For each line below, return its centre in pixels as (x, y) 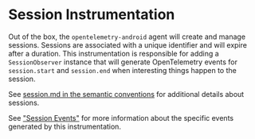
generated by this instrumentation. (65, 126)
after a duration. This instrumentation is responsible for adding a (114, 53)
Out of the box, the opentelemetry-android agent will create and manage (127, 37)
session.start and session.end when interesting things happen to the (122, 70)
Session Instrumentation (92, 15)
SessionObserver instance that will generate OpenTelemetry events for (123, 62)
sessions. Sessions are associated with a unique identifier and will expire (127, 44)
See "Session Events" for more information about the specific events (121, 118)
